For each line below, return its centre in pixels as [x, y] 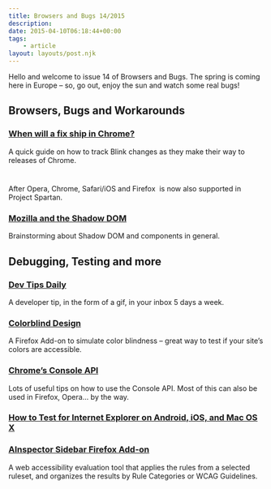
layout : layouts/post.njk [52, 54]
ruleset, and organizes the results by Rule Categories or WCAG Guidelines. [133, 476]
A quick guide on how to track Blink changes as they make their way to [127, 152]
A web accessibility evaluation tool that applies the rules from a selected [129, 467]
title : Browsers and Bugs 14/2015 [67, 16]
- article [40, 46]
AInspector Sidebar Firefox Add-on [79, 449]
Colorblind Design [45, 323]
